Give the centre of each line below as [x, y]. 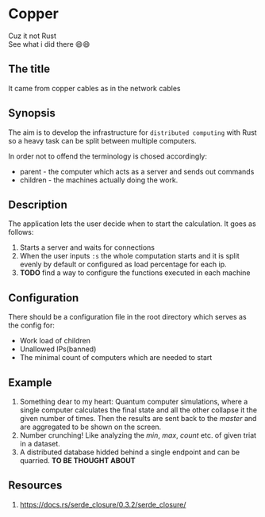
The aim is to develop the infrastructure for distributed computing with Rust [132, 132]
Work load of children [55, 341]
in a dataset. [40, 444]
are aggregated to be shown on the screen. [90, 427]
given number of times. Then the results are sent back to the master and [138, 418]
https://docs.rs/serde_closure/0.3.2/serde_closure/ [103, 504]
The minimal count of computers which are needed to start [116, 358]
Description [38, 204]
